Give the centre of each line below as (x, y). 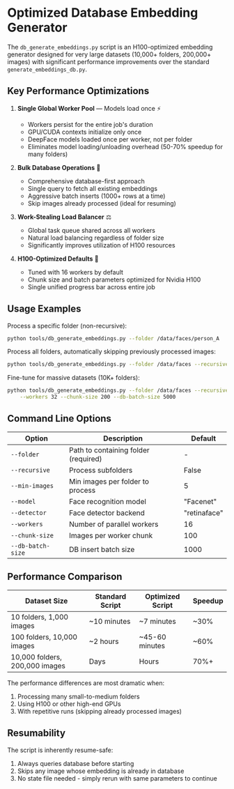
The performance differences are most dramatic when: (86, 683)
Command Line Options (59, 419)
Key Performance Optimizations (78, 91)
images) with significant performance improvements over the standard (108, 61)
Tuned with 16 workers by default (76, 272)
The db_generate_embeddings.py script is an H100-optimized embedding (110, 47)
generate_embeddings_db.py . (47, 69)
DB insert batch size (102, 549)
